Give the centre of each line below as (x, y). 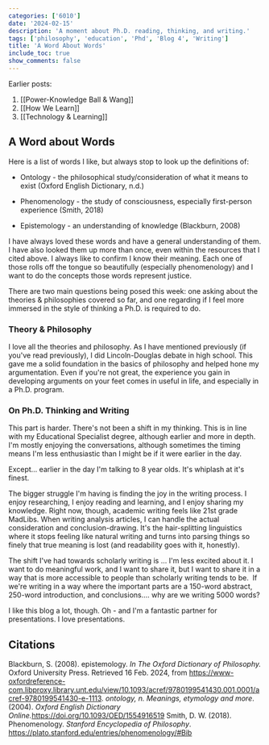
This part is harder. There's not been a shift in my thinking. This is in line (128, 428)
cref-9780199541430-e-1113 (55, 698)
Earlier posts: (30, 84)
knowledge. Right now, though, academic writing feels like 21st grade (123, 511)
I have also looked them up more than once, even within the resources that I (134, 249)
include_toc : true (39, 53)
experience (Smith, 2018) (62, 210)
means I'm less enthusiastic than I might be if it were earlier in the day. (125, 454)
